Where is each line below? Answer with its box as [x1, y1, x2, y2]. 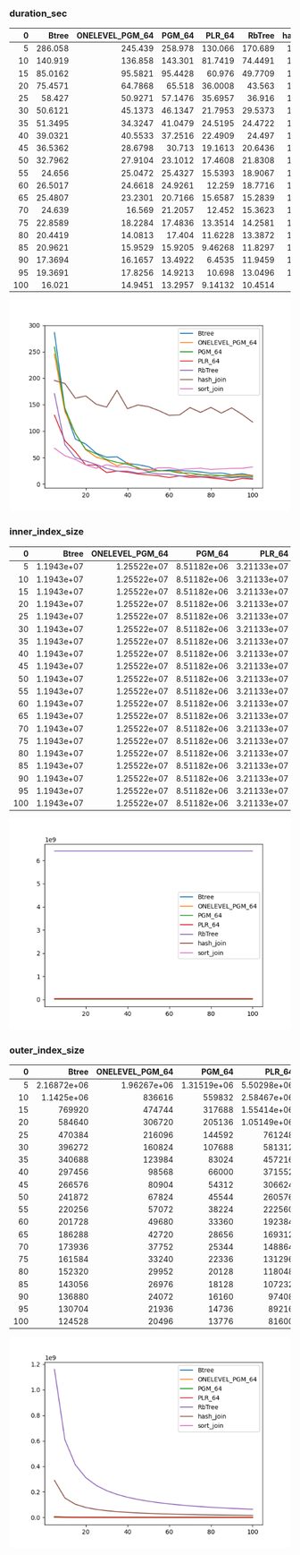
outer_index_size [9, 1044, 85, 1056]
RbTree [247, 30, 275, 40]
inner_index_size [9, 525, 85, 538]
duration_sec [9, 7, 68, 20]
